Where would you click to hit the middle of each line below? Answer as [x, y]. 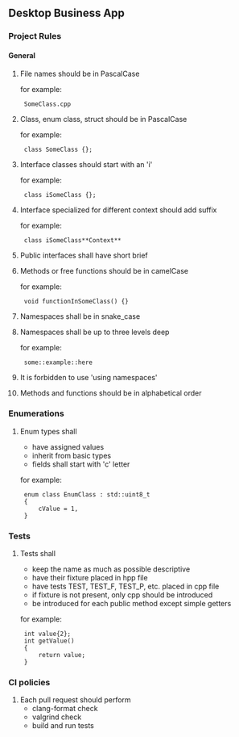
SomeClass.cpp [47, 104]
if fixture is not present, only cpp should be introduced [122, 595]
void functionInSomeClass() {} [76, 301]
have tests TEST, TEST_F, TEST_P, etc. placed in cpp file [126, 586]
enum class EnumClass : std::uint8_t [87, 494]
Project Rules [35, 36]
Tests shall [38, 554]
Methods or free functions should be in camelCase [104, 270]
